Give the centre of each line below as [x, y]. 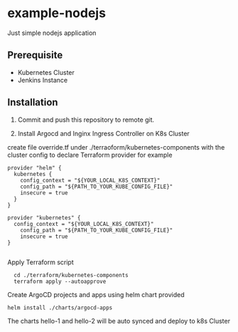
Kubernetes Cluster [46, 72]
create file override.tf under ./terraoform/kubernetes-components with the [116, 147]
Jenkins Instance [43, 80]
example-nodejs [57, 13]
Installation [33, 102]
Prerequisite [35, 55]
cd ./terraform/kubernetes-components [71, 275]
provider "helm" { [34, 168]
